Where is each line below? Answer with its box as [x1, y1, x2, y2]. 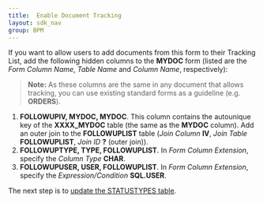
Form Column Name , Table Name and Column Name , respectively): [8, 65, 228, 74]
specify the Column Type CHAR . [19, 154, 126, 164]
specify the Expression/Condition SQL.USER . [19, 171, 167, 180]
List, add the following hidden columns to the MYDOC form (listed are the [8, 56, 247, 66]
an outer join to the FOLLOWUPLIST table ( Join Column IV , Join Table [19, 129, 247, 138]
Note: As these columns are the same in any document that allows [27, 80, 244, 89]
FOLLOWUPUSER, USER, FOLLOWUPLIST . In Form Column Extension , [19, 163, 249, 172]
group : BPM [8, 26, 44, 34]
